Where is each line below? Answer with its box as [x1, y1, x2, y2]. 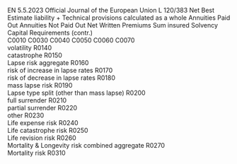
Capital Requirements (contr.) [7, 28, 93, 37]
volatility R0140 [7, 44, 52, 52]
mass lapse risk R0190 [7, 81, 73, 89]
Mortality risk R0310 [7, 148, 66, 157]
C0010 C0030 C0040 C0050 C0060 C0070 [7, 36, 135, 45]
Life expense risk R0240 [7, 119, 79, 127]
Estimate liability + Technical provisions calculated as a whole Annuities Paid [7, 13, 231, 22]
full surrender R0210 [7, 96, 67, 105]
